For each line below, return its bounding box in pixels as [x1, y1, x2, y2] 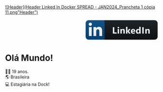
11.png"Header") [5, 9, 38, 15]
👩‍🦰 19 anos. [5, 68, 29, 74]
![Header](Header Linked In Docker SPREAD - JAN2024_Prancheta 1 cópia [5, 4, 155, 10]
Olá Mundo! [5, 53, 54, 64]
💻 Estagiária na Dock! [5, 81, 50, 87]
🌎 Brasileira [5, 74, 30, 80]
